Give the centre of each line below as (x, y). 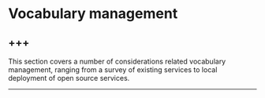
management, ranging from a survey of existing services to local (113, 70)
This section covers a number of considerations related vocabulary (117, 61)
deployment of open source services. (69, 78)
